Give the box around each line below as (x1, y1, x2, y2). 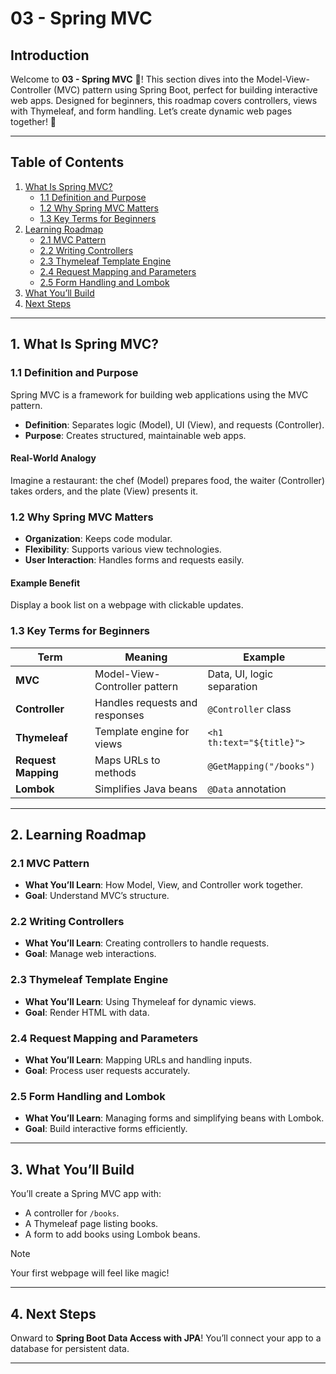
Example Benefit (10, 577, 81, 589)
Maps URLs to (94, 753, 161, 767)
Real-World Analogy (10, 452, 97, 464)
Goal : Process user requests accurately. (24, 1065, 191, 1077)
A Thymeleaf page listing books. (24, 1218, 159, 1230)
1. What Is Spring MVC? (10, 336, 160, 353)
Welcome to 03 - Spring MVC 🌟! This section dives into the (10, 73, 255, 85)
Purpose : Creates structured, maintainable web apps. (24, 429, 247, 441)
